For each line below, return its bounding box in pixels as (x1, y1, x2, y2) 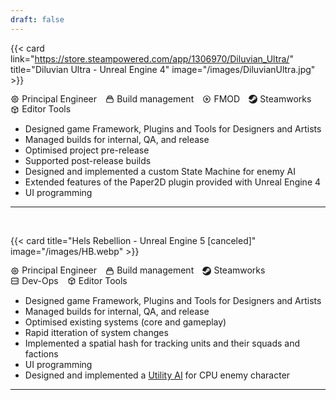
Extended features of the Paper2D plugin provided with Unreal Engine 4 (24, 176, 322, 188)
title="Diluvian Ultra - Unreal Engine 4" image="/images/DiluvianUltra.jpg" (10, 63, 316, 75)
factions (24, 347, 59, 360)
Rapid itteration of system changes (24, 326, 169, 338)
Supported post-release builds (24, 155, 152, 167)
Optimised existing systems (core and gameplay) (24, 316, 227, 328)
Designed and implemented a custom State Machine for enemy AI (24, 166, 296, 178)
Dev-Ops (21, 275, 59, 287)
